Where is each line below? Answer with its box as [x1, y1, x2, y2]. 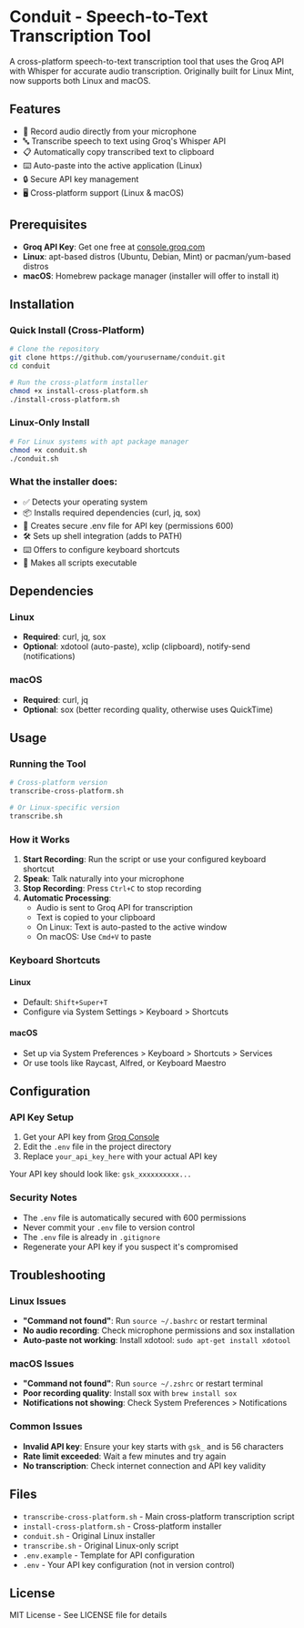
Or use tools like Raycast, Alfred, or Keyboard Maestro [22, 1057, 227, 1068]
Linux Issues [9, 1295, 66, 1307]
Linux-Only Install [9, 416, 90, 429]
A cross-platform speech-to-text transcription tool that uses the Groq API [9, 56, 285, 66]
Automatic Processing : [22, 892, 112, 903]
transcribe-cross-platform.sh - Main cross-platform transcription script [22, 1511, 295, 1521]
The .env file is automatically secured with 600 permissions [22, 1212, 247, 1223]
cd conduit [9, 361, 51, 371]
